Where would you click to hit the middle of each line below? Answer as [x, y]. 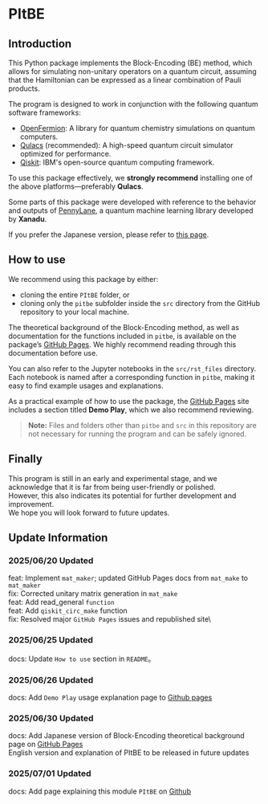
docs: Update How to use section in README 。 [82, 659]
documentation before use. [53, 353]
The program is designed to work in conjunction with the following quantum [133, 104]
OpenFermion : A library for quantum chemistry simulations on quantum [137, 128]
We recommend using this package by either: [83, 279]
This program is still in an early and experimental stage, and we [113, 478]
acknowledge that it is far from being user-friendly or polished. [112, 487]
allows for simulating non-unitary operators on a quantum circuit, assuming [132, 71]
